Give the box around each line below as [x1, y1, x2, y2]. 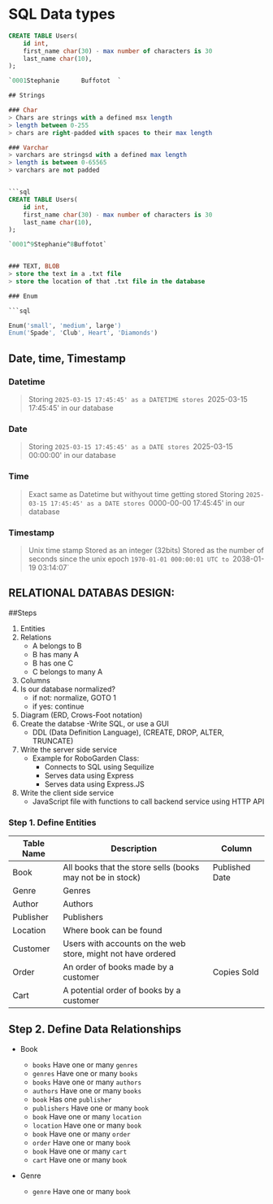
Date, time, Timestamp [8, 351, 126, 365]
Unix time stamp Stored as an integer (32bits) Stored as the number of [28, 545, 264, 555]
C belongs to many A [32, 666, 103, 676]
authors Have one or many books [32, 1085, 142, 1095]
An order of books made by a [63, 962, 175, 972]
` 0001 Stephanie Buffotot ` [8, 76, 122, 85]
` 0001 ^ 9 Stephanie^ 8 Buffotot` [8, 241, 107, 249]
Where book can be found [63, 925, 162, 936]
